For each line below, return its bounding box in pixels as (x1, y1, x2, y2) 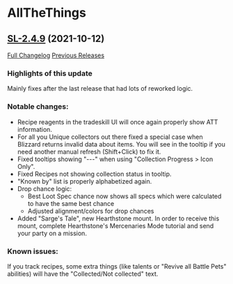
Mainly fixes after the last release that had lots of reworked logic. (7, 84, 193, 93)
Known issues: (7, 246, 59, 256)
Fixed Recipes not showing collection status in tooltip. (17, 170, 172, 178)
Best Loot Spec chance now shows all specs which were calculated (27, 192, 222, 200)
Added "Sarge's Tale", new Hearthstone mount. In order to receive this (17, 214, 220, 223)
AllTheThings (7, 5, 87, 21)
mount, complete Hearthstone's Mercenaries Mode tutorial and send (17, 221, 214, 230)
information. (17, 125, 52, 133)
